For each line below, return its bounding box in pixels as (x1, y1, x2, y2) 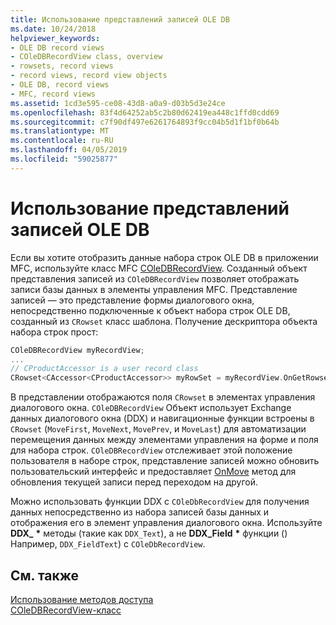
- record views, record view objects (10, 71, 168, 81)
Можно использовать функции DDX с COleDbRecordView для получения (10, 496, 310, 508)
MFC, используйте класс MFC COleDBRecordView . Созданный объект (10, 262, 308, 274)
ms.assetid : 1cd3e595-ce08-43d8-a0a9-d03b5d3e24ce (10, 98, 226, 108)
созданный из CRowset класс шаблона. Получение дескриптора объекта (10, 315, 318, 327)
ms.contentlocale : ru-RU (10, 136, 114, 146)
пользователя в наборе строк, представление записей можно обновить (10, 455, 320, 467)
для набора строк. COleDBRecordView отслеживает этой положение (10, 444, 293, 456)
